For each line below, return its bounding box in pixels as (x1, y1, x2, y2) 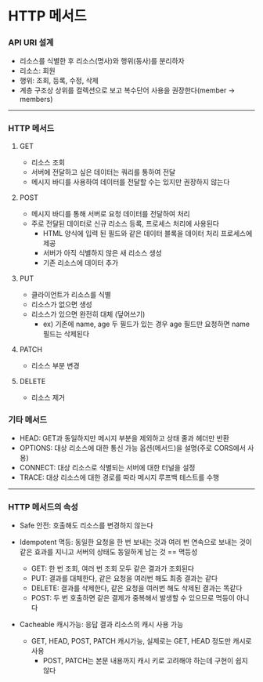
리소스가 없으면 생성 (31, 299, 92, 309)
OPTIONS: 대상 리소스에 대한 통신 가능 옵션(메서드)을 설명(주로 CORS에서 (19, 444, 247, 453)
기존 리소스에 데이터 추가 (42, 258, 119, 267)
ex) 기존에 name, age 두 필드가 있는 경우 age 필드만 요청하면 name (42, 319, 250, 328)
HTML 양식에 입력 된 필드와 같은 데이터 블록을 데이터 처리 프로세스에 (42, 228, 253, 238)
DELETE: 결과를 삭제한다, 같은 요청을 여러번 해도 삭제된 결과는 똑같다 (31, 583, 243, 593)
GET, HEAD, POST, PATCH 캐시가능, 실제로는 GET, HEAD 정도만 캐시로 (31, 637, 252, 646)
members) (19, 95, 53, 104)
